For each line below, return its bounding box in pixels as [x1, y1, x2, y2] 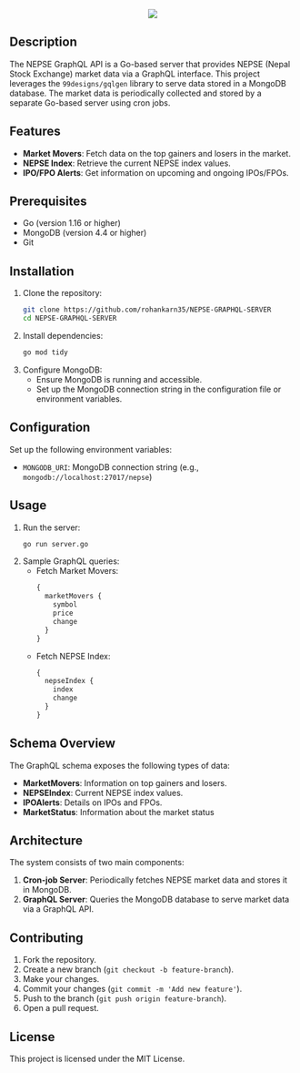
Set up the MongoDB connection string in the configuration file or [35, 383, 282, 394]
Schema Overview [9, 736, 116, 751]
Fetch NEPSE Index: [35, 650, 111, 661]
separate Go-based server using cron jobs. [9, 97, 171, 108]
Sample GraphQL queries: [22, 556, 120, 567]
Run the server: [22, 522, 81, 533]
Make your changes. [22, 974, 100, 985]
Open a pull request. [22, 1003, 100, 1014]
